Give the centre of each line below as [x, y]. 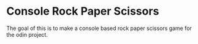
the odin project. [27, 34]
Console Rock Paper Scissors [83, 11]
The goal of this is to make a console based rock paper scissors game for [99, 28]
